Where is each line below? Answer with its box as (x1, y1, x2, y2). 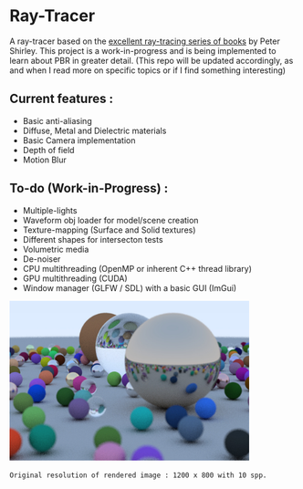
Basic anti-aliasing (22, 115, 93, 126)
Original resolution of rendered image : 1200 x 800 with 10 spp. (9, 471, 267, 480)
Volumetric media (22, 244, 89, 255)
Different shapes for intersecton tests (22, 234, 163, 244)
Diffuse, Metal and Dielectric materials (22, 125, 167, 136)
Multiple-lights (22, 204, 78, 215)
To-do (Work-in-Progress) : (9, 181, 169, 196)
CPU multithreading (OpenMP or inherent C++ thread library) (22, 263, 253, 274)
